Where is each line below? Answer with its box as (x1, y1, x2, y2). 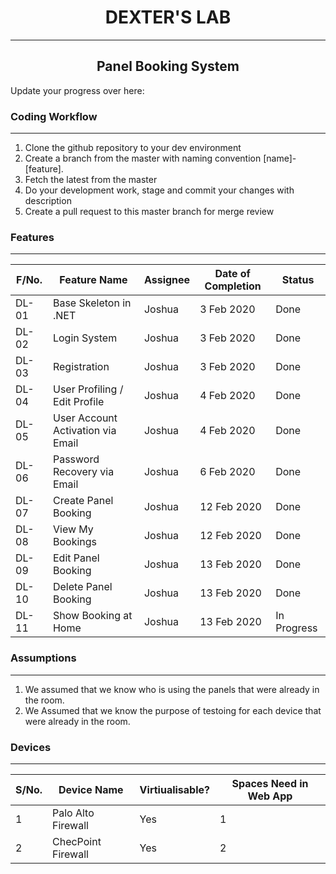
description (24, 195, 72, 207)
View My (52, 522, 94, 536)
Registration (52, 360, 110, 374)
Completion (204, 279, 262, 293)
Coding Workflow (10, 109, 98, 123)
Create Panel (52, 494, 114, 508)
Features (10, 230, 55, 244)
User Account (52, 411, 118, 425)
